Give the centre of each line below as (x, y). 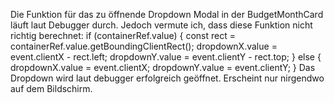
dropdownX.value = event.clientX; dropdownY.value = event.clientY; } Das (163, 67)
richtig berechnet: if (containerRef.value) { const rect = (123, 35)
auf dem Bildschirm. (51, 88)
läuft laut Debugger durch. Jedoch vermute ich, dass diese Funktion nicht (161, 25)
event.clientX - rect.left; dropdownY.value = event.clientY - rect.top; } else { (166, 57)
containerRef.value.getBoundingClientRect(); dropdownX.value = (144, 46)
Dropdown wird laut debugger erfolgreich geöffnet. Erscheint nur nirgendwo (167, 78)
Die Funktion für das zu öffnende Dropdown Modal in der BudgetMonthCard (167, 14)
